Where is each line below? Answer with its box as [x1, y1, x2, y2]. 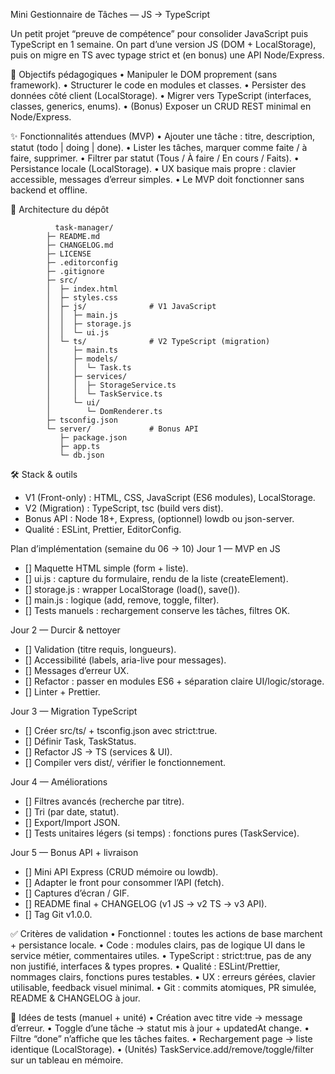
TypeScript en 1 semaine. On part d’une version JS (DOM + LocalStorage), [10, 39, 317, 50]
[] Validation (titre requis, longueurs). [24, 644, 177, 655]
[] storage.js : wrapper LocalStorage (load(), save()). [24, 584, 241, 595]
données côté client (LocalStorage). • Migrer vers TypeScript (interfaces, [10, 90, 312, 101]
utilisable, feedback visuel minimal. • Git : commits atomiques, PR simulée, [10, 982, 317, 993]
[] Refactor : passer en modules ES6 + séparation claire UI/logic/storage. [24, 675, 325, 687]
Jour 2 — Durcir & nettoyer [10, 624, 121, 636]
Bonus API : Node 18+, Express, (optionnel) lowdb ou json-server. [24, 513, 295, 524]
